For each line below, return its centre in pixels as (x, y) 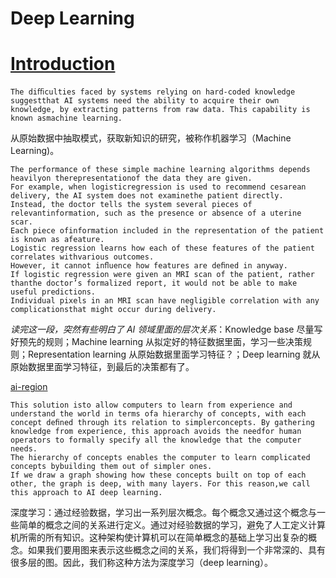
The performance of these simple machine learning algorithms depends (160, 170)
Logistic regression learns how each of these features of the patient (162, 248)
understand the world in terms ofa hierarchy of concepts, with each (158, 414)
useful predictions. (53, 292)
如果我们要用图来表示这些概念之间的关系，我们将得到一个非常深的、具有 (176, 550)
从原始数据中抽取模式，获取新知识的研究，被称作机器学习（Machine (151, 138)
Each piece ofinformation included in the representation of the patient (167, 231)
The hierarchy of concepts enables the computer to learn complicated (160, 458)
